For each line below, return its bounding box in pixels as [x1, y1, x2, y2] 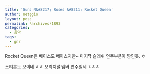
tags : [5, 35, 16, 40]
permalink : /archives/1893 [5, 21, 60, 26]
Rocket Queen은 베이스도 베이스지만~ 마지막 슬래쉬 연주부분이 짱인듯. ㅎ [5, 53, 146, 59]
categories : [5, 25, 30, 30]
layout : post [5, 16, 32, 21]
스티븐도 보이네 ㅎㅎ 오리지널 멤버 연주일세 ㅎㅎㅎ [5, 63, 100, 69]
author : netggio [5, 12, 38, 17]
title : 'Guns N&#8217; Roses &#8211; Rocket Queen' [5, 7, 113, 12]
